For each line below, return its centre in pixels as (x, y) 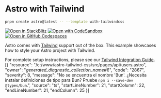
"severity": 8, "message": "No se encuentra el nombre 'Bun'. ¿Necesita (76, 75)
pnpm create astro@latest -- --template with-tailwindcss (65, 22)
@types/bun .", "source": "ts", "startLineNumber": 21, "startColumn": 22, (75, 85)
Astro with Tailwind (45, 9)
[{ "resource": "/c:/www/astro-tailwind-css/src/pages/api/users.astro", (76, 65)
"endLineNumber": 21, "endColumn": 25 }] (47, 90)
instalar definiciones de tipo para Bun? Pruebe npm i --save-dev (69, 80)
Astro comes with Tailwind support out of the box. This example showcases (80, 45)
